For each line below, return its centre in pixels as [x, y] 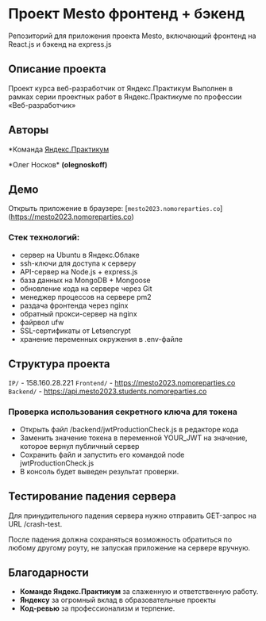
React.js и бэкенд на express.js [60, 44]
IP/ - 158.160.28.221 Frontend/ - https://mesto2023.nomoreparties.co [122, 383]
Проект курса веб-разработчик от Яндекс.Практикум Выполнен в [120, 88]
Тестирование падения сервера [92, 496]
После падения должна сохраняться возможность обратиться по [120, 539]
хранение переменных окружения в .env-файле [101, 339]
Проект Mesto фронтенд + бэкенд [127, 14]
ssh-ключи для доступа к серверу [78, 263]
